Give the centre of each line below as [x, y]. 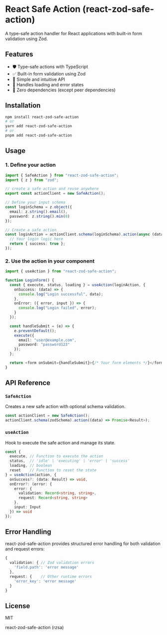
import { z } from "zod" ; [32, 180]
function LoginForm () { [30, 281]
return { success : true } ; [38, 244]
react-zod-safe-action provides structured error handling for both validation [83, 544]
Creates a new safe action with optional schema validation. [65, 407]
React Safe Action [43, 9]
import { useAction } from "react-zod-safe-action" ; [61, 272]
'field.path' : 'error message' [46, 567]
